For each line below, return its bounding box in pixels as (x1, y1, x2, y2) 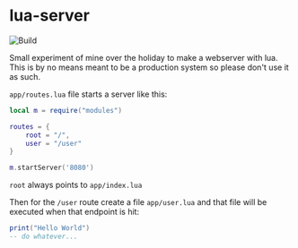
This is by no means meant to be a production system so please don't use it (9, 62, 289, 73)
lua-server (9, 5, 90, 26)
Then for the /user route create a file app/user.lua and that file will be (9, 197, 267, 208)
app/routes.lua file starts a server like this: (9, 89, 168, 99)
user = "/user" (25, 139, 83, 148)
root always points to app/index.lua (9, 180, 143, 191)
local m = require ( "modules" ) (9, 106, 123, 115)
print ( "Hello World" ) (9, 224, 91, 233)
